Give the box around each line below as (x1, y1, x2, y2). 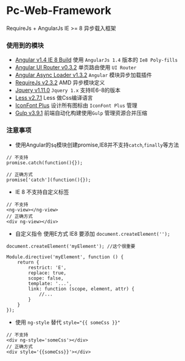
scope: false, (28, 275, 64, 281)
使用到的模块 (6, 41, 44, 49)
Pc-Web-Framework (6, 4, 111, 18)
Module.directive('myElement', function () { (6, 253, 124, 260)
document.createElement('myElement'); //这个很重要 (6, 243, 136, 249)
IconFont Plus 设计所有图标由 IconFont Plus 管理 (15, 101, 138, 109)
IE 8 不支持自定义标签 (15, 188, 69, 195)
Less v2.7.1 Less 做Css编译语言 (15, 94, 93, 101)
